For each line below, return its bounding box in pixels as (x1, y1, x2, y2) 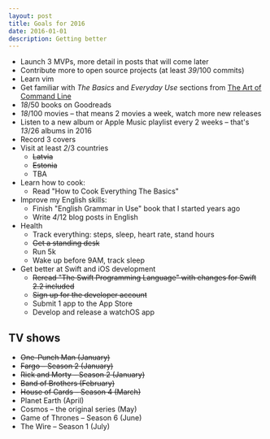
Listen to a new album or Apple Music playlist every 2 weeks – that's (20, 117, 250, 127)
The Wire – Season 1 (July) (20, 422, 111, 432)
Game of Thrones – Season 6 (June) (20, 413, 142, 423)
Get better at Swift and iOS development (20, 264, 156, 274)
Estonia (32, 160, 58, 171)
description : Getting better (8, 34, 107, 43)
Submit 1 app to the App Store (32, 298, 133, 309)
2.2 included (32, 281, 75, 291)
